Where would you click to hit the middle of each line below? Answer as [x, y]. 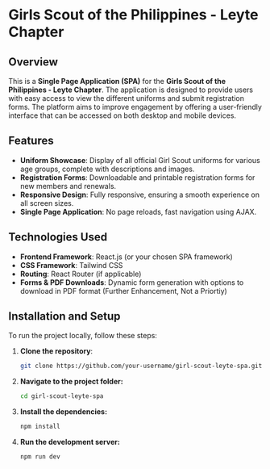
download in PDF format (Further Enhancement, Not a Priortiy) [123, 291]
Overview [33, 62]
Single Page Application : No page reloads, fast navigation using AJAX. [138, 211]
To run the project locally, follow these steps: [83, 336]
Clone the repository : [56, 351]
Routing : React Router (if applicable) [81, 274]
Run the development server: [70, 442]
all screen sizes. [47, 203]
